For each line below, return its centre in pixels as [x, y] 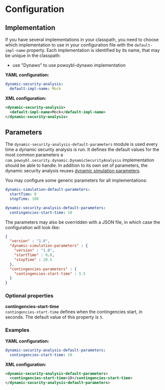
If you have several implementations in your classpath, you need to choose [82, 39]
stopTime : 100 [24, 199]
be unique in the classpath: [33, 55]
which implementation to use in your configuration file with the [69, 45]
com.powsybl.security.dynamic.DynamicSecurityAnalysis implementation [80, 160]
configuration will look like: [33, 227]
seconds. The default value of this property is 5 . [54, 317]
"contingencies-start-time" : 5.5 [50, 274]
